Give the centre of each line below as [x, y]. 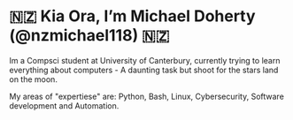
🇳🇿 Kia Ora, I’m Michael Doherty [132, 16]
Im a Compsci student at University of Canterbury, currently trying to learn [145, 60]
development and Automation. [64, 105]
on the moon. [33, 79]
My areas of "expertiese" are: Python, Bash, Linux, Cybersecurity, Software [147, 96]
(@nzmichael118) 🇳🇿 [89, 36]
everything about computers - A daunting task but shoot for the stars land [144, 70]
